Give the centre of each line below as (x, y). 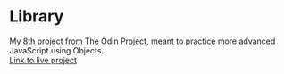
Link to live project (43, 60)
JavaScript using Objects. (57, 50)
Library (37, 16)
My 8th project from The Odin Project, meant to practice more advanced (142, 41)
